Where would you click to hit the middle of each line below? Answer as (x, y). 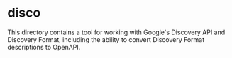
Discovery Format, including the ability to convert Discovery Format (106, 39)
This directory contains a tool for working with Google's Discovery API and (116, 32)
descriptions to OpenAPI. (44, 47)
